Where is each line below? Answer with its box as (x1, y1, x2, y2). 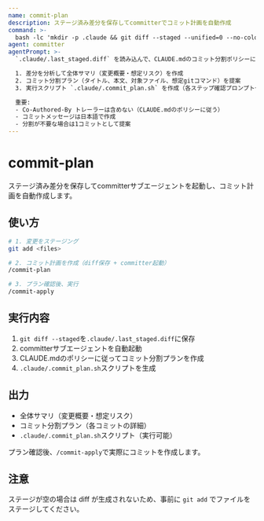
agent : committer (8, 41, 65, 49)
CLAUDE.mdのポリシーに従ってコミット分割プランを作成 (19, 353, 204, 362)
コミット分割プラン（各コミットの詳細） (19, 420, 151, 430)
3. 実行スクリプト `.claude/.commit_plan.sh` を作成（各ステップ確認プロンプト (15, 84, 255, 92)
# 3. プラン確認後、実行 (8, 281, 79, 288)
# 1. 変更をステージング (8, 237, 79, 245)
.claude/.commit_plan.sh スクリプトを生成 (19, 363, 156, 372)
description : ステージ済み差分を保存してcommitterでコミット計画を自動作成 (8, 19, 232, 27)
